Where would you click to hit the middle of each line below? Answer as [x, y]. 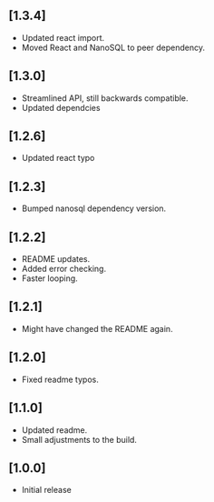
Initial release [46, 490]
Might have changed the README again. [97, 328]
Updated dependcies [61, 107]
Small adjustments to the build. [79, 439]
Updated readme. [54, 430]
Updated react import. [63, 37]
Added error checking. [63, 269]
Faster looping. [49, 278]
